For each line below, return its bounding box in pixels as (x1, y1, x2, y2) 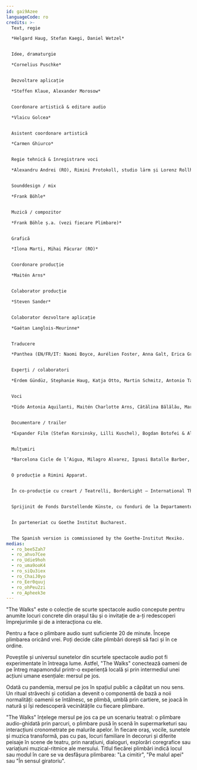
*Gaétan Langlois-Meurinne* (11, 325, 80, 331)
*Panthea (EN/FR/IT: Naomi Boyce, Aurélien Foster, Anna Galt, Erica (11, 352, 185, 357)
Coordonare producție (11, 262, 64, 268)
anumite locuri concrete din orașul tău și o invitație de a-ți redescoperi (6, 612, 176, 619)
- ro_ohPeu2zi (11, 585, 46, 590)
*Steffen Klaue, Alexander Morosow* (11, 88, 101, 94)
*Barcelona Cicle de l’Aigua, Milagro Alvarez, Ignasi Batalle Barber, (11, 457, 191, 462)
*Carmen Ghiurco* (11, 141, 54, 147)
